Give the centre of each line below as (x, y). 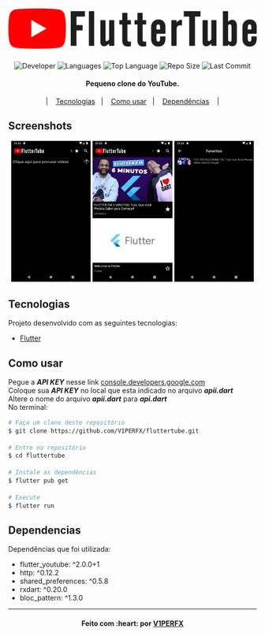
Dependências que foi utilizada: (60, 549)
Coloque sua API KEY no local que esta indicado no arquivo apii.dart (121, 390)
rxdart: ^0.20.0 (43, 590)
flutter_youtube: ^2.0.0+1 (60, 564)
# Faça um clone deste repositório (67, 422)
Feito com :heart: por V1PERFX (132, 623)
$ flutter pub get (38, 481)
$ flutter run (32, 506)
